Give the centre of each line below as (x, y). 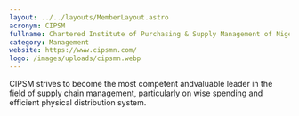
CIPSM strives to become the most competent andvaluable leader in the (141, 84)
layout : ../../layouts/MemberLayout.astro (89, 17)
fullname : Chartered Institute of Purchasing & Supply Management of (141, 34)
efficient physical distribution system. (78, 102)
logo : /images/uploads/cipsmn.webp (75, 58)
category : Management (49, 42)
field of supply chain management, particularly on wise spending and (136, 93)
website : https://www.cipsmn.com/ (73, 50)
